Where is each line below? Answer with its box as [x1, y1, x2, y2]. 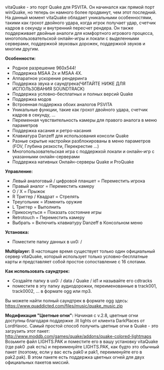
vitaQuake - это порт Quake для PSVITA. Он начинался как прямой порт [5, 4, 155, 10]
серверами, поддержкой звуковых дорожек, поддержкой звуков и [5, 41, 145, 46]
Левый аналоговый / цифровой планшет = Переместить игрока [12, 178, 145, 184]
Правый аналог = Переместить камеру [12, 183, 94, 189]
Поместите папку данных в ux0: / [12, 239, 82, 245]
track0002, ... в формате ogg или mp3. [12, 288, 92, 294]
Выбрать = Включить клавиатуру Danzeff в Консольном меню [12, 220, 143, 226]
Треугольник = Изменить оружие [12, 199, 82, 204]
